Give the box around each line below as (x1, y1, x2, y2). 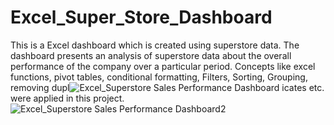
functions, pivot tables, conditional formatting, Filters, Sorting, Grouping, (10, 71, 308, 83)
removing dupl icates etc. (10, 81, 325, 93)
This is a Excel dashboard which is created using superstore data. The (10, 39, 300, 51)
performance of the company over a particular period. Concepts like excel (10, 60, 316, 72)
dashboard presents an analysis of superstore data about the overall (10, 49, 292, 61)
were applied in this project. (10, 92, 125, 104)
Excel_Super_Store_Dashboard (10, 6, 273, 29)
